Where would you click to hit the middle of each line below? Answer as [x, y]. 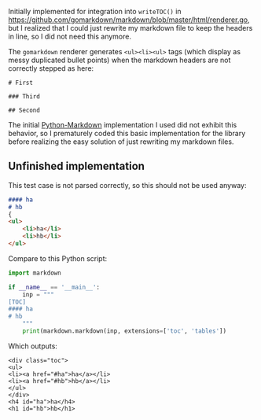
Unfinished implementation [77, 166]
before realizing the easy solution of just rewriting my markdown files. [121, 142]
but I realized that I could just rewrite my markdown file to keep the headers [130, 28]
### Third [24, 97]
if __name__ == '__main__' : [54, 287]
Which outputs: [33, 346]
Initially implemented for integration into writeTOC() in [95, 11]
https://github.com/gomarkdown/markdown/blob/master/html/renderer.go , [129, 20]
